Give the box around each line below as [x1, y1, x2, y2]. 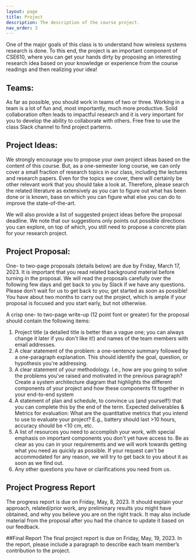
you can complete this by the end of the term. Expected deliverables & [14, 403, 184, 410]
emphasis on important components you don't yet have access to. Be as [14, 435, 189, 442]
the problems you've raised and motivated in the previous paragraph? [14, 372, 183, 379]
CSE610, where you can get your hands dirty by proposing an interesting [6, 53, 181, 60]
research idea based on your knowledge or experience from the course [6, 60, 178, 67]
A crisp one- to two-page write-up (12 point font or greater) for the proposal [6, 311, 190, 318]
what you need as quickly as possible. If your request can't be [14, 447, 165, 454]
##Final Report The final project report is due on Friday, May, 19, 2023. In [6, 534, 183, 541]
